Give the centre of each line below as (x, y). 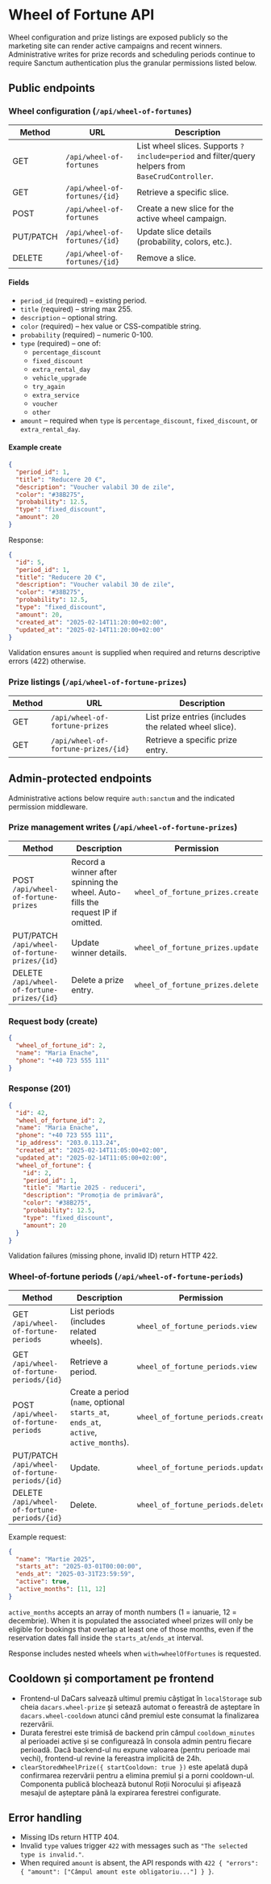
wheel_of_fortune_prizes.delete (196, 985)
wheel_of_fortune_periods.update (201, 1467)
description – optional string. (69, 317)
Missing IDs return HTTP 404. (69, 1837)
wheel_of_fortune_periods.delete (201, 1505)
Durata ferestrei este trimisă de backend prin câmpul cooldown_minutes (138, 1732)
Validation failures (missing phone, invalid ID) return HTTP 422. (113, 1255)
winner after (94, 871)
